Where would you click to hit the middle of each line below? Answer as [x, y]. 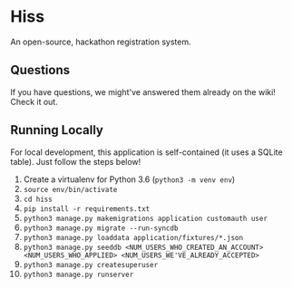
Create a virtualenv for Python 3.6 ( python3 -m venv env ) [129, 179]
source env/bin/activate [70, 189]
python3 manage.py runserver [78, 274]
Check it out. [34, 101]
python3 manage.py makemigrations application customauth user [146, 218]
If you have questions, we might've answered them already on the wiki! [143, 91]
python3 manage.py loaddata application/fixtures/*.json [133, 237]
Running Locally [57, 130]
